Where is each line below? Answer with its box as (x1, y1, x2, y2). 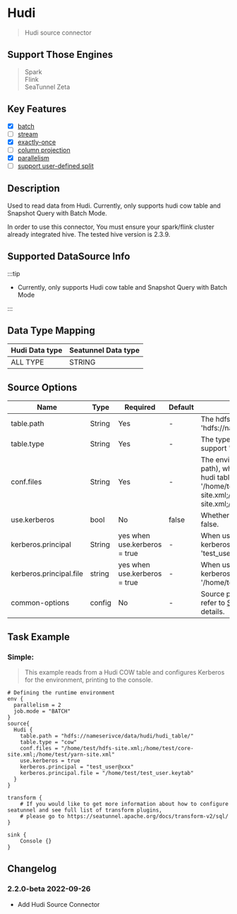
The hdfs (200, 415, 231, 425)
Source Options (7, 381, 78, 393)
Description (7, 182, 60, 195)
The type (200, 434, 231, 444)
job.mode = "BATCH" (13, 708, 71, 715)
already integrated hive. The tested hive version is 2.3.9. (7, 230, 171, 238)
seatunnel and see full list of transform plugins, (7, 807, 162, 814)
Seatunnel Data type (69, 345, 140, 355)
